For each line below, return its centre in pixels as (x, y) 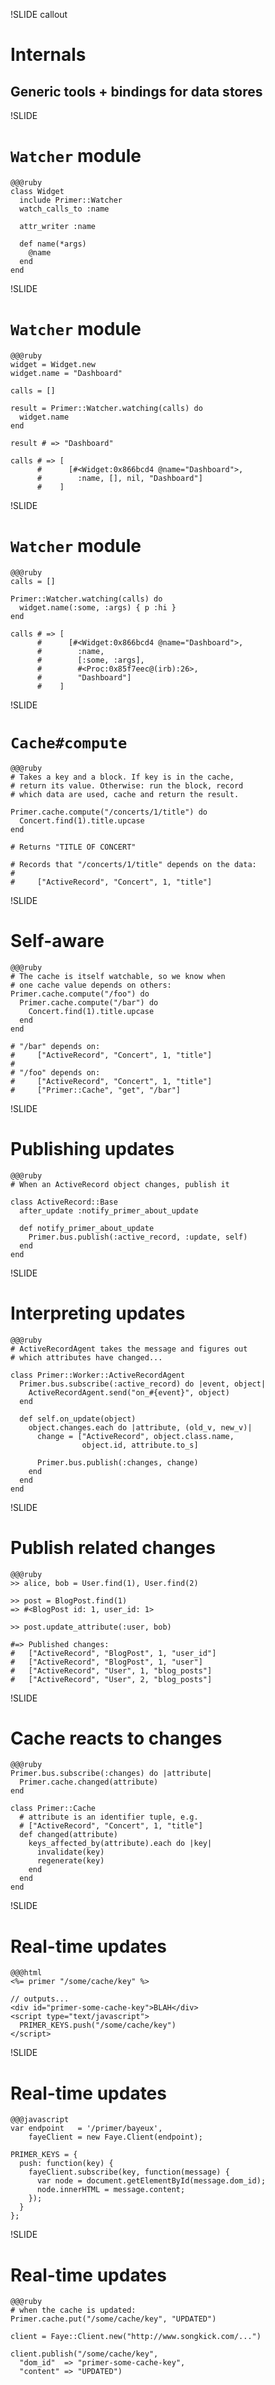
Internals (48, 55)
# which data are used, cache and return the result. (125, 794)
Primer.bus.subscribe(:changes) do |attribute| (111, 1774)
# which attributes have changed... (86, 1357)
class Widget (37, 191)
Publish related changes (113, 1547)
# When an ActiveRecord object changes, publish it (120, 1184)
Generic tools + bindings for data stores (136, 91)
